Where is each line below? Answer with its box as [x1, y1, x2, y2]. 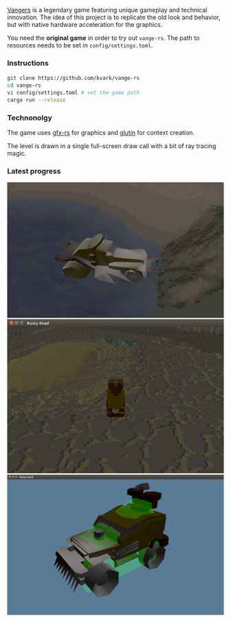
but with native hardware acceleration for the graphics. [7, 21, 163, 28]
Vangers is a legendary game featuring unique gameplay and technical [7, 6, 208, 14]
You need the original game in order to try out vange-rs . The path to [7, 34, 200, 42]
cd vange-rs [7, 82, 41, 89]
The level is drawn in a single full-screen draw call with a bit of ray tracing [7, 142, 217, 150]
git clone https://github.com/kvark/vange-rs [7, 75, 140, 82]
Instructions [7, 58, 49, 68]
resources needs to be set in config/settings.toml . [7, 41, 153, 49]
